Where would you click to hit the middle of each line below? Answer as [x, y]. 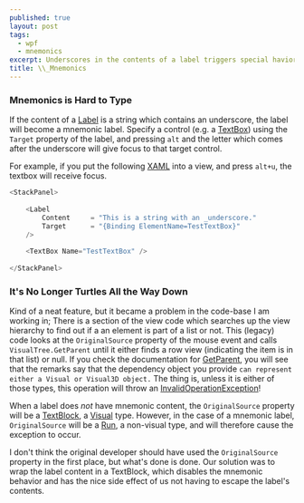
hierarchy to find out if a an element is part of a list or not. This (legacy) [142, 331]
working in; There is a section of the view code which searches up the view [150, 321]
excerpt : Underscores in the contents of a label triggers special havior [153, 60]
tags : [19, 34]
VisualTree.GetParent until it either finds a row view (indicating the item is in [152, 350]
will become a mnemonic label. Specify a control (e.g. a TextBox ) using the [148, 130]
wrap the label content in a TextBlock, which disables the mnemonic [136, 471]
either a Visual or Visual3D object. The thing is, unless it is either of [142, 379]
